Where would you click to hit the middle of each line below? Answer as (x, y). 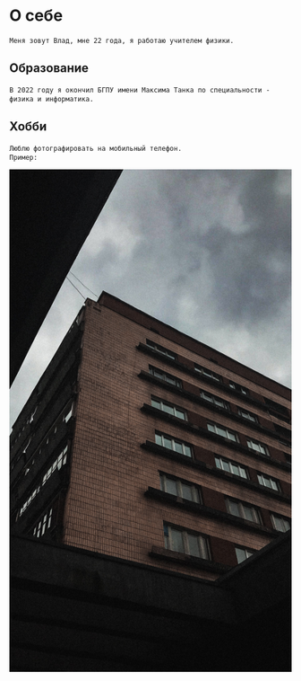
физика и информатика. (52, 99)
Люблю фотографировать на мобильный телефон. (95, 148)
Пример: (24, 157)
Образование (49, 68)
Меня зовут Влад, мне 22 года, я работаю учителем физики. (122, 40)
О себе (36, 16)
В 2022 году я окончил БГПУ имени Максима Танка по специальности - (140, 90)
